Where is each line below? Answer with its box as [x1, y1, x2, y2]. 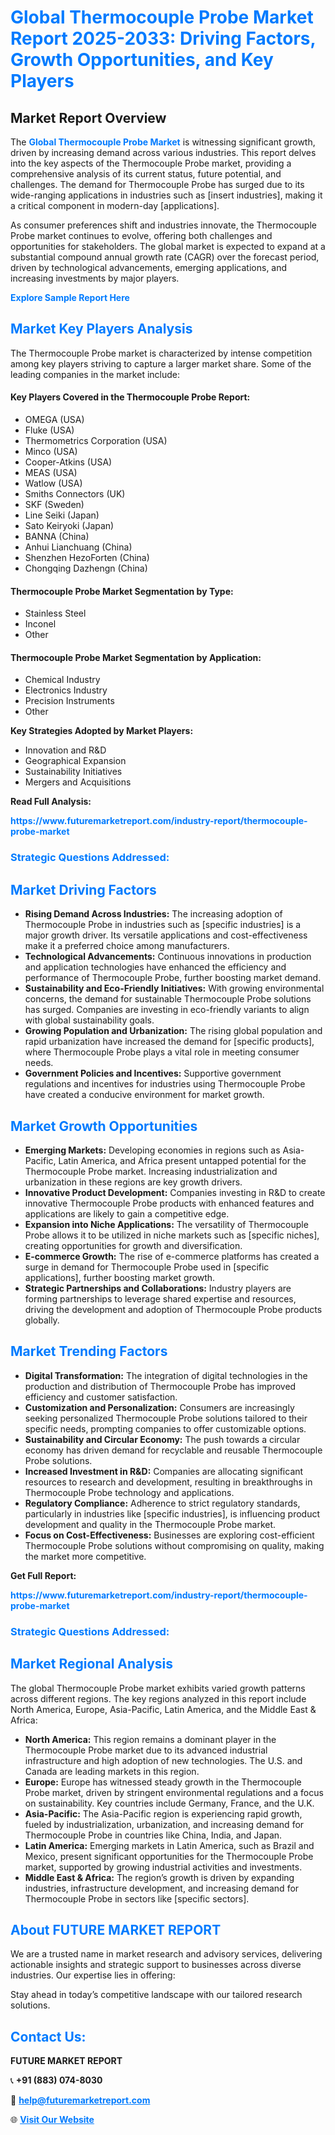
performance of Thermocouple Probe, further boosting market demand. [24, 972, 322, 984]
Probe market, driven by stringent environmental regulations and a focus [24, 1786, 324, 1798]
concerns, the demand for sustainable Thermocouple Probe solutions [24, 993, 312, 1005]
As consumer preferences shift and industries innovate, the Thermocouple [10, 219, 317, 231]
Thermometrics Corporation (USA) [24, 435, 168, 447]
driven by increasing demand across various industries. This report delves [10, 147, 317, 158]
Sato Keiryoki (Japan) [24, 520, 115, 532]
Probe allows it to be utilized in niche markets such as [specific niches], [24, 1229, 320, 1241]
